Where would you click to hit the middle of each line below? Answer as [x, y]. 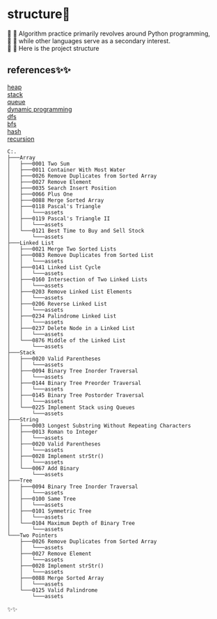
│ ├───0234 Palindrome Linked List [62, 316]
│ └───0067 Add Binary [43, 468]
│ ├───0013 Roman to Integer [53, 432]
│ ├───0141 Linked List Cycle [54, 267]
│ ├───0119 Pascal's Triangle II [59, 219]
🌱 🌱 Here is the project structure [53, 48]
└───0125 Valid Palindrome [59, 590]
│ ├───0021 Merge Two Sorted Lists [62, 249]
